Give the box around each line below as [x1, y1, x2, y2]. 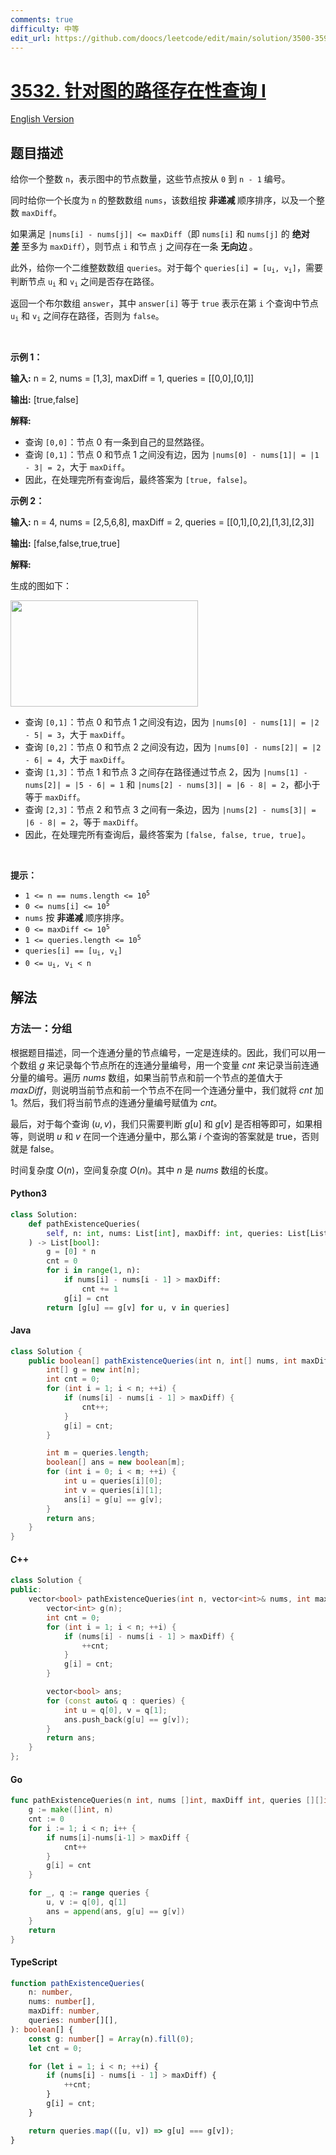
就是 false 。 [10, 1142, 60, 1155]
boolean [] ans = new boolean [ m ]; [46, 1457, 186, 1468]
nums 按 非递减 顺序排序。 [24, 912, 130, 924]
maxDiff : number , [28, 2006, 101, 2016]
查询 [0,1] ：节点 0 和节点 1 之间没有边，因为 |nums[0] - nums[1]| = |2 [24, 716, 320, 728]
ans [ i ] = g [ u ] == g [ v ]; [63, 1494, 163, 1505]
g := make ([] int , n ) [28, 1805, 114, 1815]
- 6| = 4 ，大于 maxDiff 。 [24, 754, 131, 766]
